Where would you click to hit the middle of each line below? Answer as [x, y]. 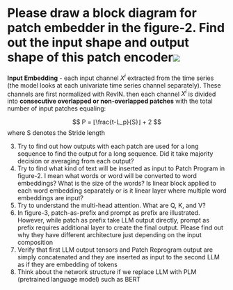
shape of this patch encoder [90, 57]
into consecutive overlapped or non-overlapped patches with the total [110, 101]
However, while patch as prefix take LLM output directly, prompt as [113, 220]
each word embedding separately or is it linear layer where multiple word [122, 191]
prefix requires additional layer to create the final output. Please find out [120, 227]
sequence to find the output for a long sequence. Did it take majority [115, 154]
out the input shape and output [98, 43]
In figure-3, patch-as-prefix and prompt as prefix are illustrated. [109, 213]
